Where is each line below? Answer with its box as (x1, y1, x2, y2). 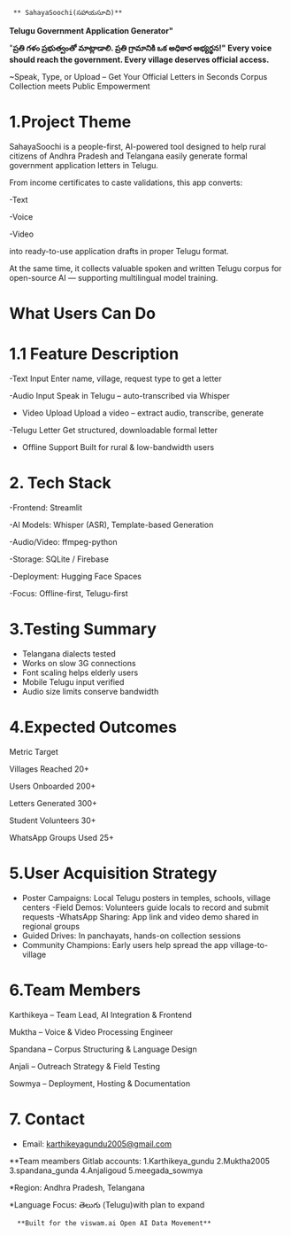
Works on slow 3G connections (21, 657, 136, 668)
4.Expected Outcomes (9, 718, 177, 737)
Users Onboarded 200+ (9, 781, 96, 791)
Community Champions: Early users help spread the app (21, 939, 228, 950)
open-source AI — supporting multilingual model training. (9, 272, 218, 283)
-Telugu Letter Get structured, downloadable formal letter (9, 425, 218, 436)
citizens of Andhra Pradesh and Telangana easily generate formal (9, 151, 248, 161)
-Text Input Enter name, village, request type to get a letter (9, 373, 223, 385)
